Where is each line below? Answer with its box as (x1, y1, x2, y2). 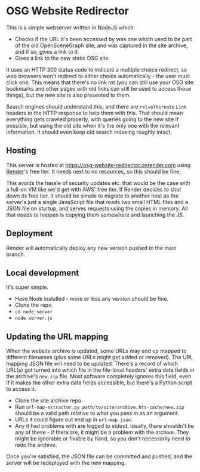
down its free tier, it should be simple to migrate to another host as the (6, 192, 179, 199)
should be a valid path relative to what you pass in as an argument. (14, 410, 180, 417)
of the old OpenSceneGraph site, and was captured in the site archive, (14, 42, 188, 49)
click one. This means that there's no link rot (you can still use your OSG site (6, 79, 194, 86)
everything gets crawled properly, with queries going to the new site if (6, 115, 179, 123)
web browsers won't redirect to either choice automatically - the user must (6, 72, 190, 79)
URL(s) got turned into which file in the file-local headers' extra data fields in (6, 366, 195, 374)
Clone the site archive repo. (14, 397, 83, 404)
